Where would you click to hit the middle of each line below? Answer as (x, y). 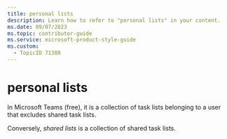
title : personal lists (40, 14)
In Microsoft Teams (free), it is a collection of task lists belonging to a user (114, 107)
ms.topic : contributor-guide (50, 33)
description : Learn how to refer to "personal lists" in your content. (114, 20)
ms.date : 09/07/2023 (37, 27)
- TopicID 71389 (37, 53)
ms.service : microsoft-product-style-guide (72, 40)
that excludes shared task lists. (52, 114)
